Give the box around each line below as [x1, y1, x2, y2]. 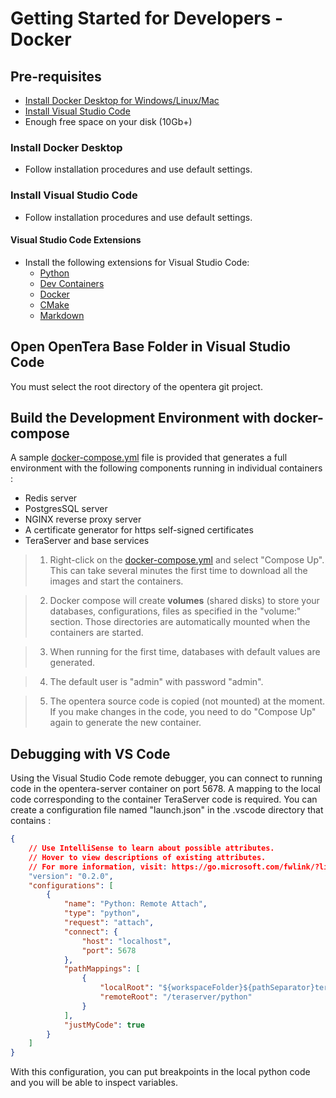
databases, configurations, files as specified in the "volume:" [49, 605, 302, 617]
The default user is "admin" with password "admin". [49, 676, 264, 688]
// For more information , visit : [28, 862, 168, 872]
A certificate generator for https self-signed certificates [24, 524, 254, 536]
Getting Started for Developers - [10, 7, 284, 30]
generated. [49, 657, 96, 669]
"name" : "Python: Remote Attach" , [63, 899, 208, 909]
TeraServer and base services [24, 535, 150, 547]
